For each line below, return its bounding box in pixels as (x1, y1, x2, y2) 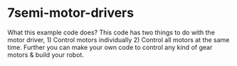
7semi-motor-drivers (7, 5, 134, 21)
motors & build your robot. (7, 51, 84, 59)
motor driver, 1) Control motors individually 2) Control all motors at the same (7, 35, 230, 44)
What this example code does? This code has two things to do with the (7, 28, 216, 37)
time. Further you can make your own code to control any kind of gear (7, 43, 213, 51)
